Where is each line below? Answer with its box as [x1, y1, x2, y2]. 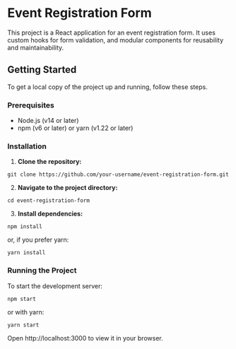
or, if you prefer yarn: [7, 235, 69, 244]
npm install [7, 223, 42, 230]
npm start [7, 295, 37, 302]
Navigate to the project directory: [17, 184, 118, 192]
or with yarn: [7, 307, 45, 316]
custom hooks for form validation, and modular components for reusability [7, 35, 224, 44]
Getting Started [7, 64, 77, 76]
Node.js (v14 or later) [17, 117, 79, 125]
